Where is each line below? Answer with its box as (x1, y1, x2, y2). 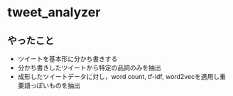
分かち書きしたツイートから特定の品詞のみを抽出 (17, 63, 161, 72)
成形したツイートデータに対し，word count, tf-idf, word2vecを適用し (17, 73, 220, 80)
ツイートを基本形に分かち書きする (17, 55, 118, 63)
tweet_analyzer (7, 4, 101, 21)
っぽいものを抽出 (30, 81, 80, 90)
